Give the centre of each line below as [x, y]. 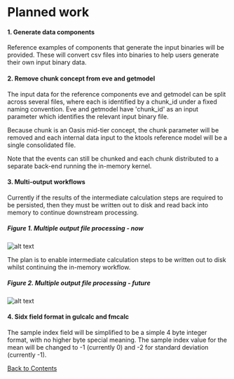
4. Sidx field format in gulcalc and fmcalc [68, 317]
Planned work [48, 12]
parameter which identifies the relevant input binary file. [88, 116]
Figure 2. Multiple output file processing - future [79, 283]
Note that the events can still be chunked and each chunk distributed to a [113, 158]
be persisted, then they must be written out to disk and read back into [108, 205]
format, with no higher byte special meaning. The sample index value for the [117, 340]
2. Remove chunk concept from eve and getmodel [81, 78]
